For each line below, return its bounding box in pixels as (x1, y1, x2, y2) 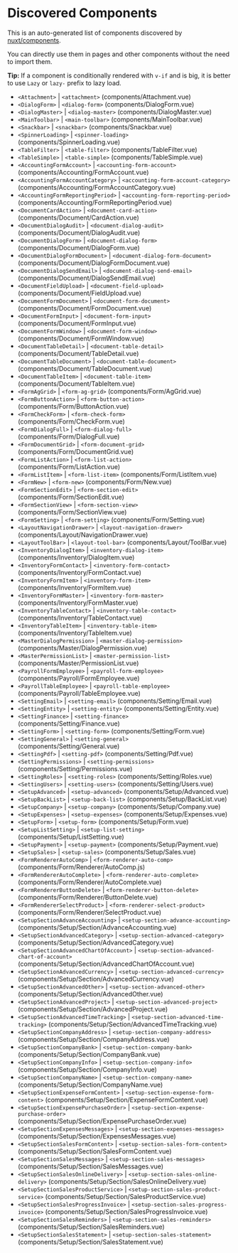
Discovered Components (7, 5, 158, 21)
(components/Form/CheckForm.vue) (17, 417, 126, 426)
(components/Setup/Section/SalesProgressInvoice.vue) (45, 1207, 208, 1216)
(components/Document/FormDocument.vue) (17, 303, 152, 312)
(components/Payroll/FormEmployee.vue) (17, 674, 140, 682)
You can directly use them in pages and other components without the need (7, 50, 229, 58)
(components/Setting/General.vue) (17, 741, 120, 751)
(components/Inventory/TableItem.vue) (17, 628, 133, 637)
